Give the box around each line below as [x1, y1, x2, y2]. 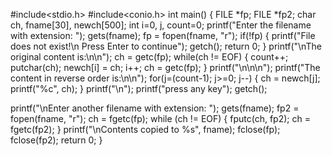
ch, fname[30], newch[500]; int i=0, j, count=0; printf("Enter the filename [10, 19, 312, 31]
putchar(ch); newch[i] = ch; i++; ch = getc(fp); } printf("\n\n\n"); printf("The [10, 62, 321, 73]
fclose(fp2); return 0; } [10, 134, 103, 146]
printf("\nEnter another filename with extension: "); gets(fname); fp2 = [10, 102, 300, 114]
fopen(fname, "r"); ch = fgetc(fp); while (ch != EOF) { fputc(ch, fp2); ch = [10, 113, 311, 124]
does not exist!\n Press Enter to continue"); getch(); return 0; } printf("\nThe [10, 40, 322, 52]
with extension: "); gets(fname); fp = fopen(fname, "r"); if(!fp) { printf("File [10, 30, 316, 41]
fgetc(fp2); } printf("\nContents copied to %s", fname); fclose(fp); [10, 124, 281, 135]
